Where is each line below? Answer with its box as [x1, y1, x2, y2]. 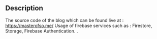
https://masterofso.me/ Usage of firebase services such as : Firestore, [5, 22, 152, 28]
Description [5, 4, 43, 12]
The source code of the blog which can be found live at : [5, 17, 124, 23]
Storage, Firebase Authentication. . [5, 27, 78, 34]
